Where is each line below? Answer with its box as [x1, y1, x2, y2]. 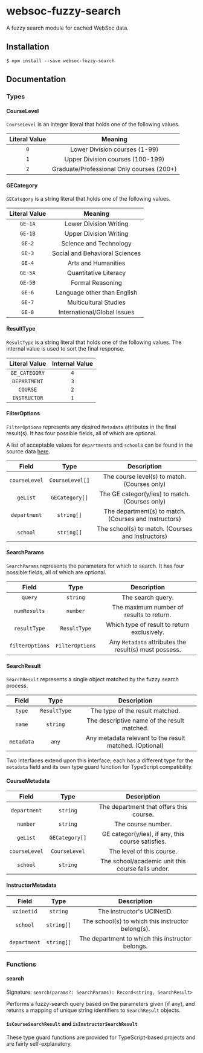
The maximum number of [112, 603, 184, 612]
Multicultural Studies [67, 298, 126, 306]
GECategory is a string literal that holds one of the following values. [6, 195, 171, 202]
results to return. [124, 611, 172, 619]
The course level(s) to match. [103, 472, 187, 481]
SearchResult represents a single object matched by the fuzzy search [6, 676, 179, 683]
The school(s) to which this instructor [82, 917, 189, 925]
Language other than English [56, 288, 138, 297]
